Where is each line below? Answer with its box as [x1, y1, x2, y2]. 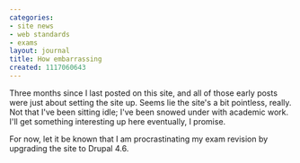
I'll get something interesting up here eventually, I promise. [9, 116, 226, 126]
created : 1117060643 [9, 64, 87, 73]
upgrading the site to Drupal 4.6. [9, 142, 129, 153]
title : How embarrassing [9, 55, 102, 64]
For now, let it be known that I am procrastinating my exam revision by [9, 133, 269, 144]
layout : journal [9, 47, 70, 56]
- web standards [9, 30, 70, 39]
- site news [9, 21, 54, 30]
